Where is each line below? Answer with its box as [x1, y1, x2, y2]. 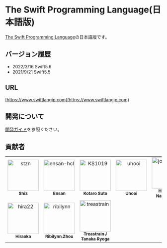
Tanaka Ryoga [81, 236, 110, 242]
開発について [5, 112, 45, 121]
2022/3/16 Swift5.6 [12, 63, 52, 69]
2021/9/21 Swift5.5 [12, 69, 51, 75]
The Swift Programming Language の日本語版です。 [5, 34, 110, 40]
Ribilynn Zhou [45, 234, 74, 240]
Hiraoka [15, 234, 31, 240]
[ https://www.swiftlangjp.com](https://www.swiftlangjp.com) [5, 96, 129, 102]
